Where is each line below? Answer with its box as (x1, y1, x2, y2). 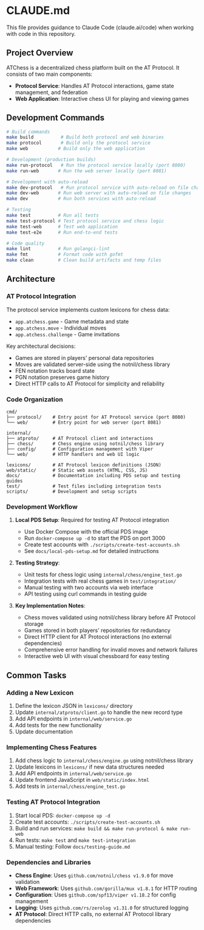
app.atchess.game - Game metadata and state (15, 317, 129, 325)
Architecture (6, 274, 56, 284)
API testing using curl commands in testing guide (24, 590, 147, 598)
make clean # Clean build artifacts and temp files (6, 257, 162, 263)
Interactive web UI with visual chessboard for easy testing (24, 653, 170, 660)
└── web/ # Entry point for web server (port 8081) (6, 419, 162, 426)
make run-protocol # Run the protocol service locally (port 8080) (6, 162, 186, 168)
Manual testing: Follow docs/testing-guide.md (15, 843, 131, 850)
